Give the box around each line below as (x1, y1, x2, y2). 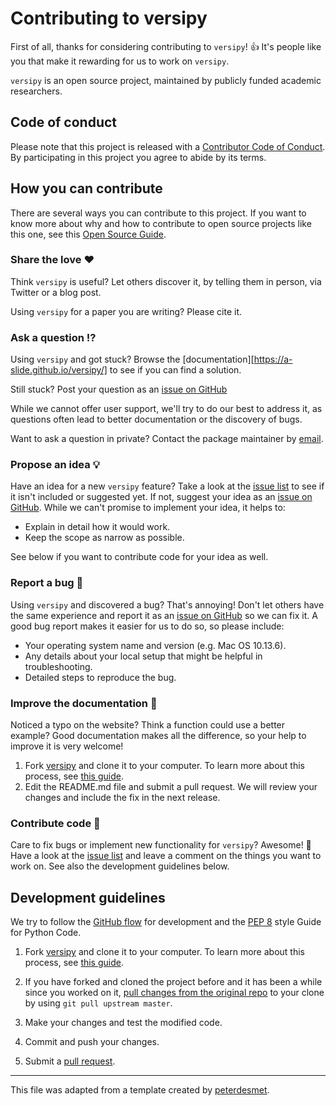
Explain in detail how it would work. (24, 521, 171, 533)
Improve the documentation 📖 (10, 696, 158, 710)
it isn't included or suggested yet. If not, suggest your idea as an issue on (10, 491, 313, 503)
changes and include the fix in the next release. (24, 792, 221, 804)
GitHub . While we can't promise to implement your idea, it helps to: (10, 502, 286, 514)
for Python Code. (10, 927, 82, 939)
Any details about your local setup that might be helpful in (24, 650, 263, 662)
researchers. (10, 85, 63, 97)
